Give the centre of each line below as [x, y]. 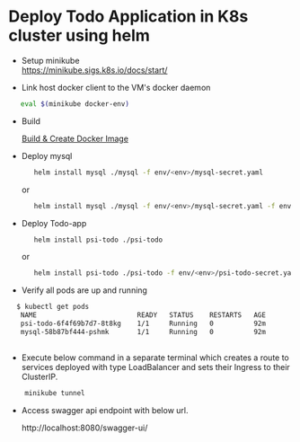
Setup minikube [50, 60]
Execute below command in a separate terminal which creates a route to [155, 358]
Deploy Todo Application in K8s [128, 17]
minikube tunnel [55, 393]
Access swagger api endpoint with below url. [105, 410]
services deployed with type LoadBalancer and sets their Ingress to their [156, 367]
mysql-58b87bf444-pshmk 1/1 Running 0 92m [143, 331]
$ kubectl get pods [53, 307]
